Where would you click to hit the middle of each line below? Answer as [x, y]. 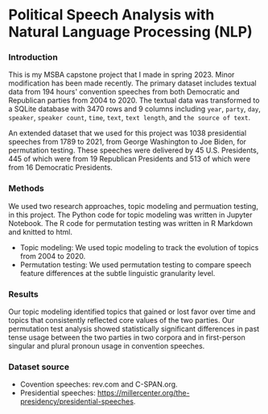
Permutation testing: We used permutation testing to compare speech [136, 265]
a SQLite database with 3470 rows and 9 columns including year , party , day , [135, 109]
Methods [26, 189]
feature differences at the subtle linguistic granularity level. [118, 273]
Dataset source [39, 367]
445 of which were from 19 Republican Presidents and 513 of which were [130, 159]
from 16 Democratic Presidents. [60, 168]
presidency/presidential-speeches [77, 402]
